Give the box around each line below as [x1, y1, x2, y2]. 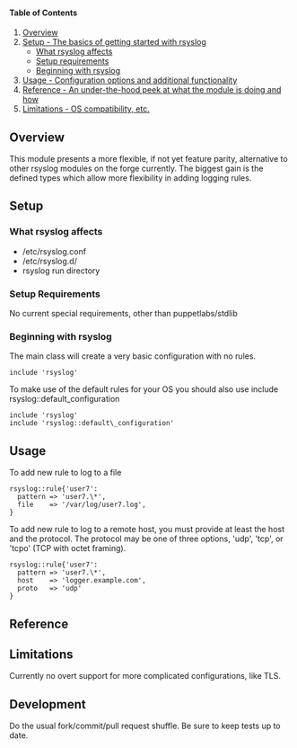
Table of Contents [9, 7, 78, 18]
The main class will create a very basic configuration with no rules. [9, 351, 257, 361]
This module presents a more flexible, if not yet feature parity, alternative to [9, 154, 289, 165]
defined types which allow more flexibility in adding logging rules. [9, 173, 252, 183]
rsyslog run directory [22, 265, 100, 276]
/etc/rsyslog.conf [22, 245, 87, 256]
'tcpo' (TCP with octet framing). [9, 543, 127, 554]
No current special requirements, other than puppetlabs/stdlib [9, 308, 238, 318]
